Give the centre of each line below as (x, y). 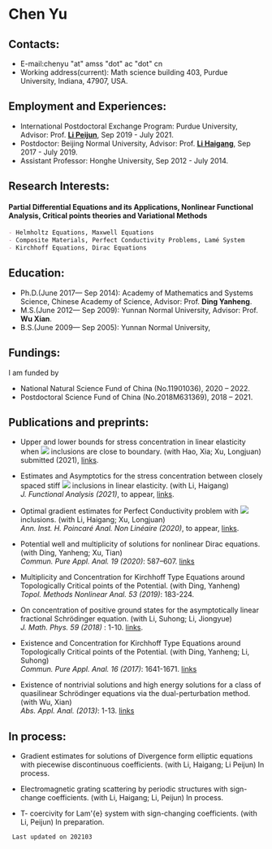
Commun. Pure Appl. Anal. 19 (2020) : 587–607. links (107, 561)
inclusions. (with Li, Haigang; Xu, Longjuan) (93, 520)
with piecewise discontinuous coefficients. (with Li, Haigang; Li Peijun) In (142, 764)
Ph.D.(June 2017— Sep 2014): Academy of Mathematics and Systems (136, 293)
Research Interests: (59, 187)
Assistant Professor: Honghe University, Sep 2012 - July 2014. (124, 160)
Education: (37, 273)
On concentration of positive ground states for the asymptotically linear (140, 610)
